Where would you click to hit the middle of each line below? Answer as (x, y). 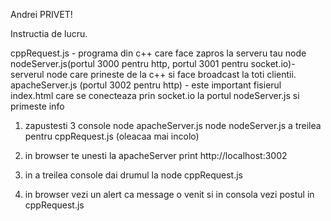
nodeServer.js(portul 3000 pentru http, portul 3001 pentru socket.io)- (153, 63)
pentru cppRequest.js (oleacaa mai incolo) (112, 136)
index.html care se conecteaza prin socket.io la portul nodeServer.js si (155, 95)
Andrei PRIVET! (41, 14)
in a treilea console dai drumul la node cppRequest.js (133, 175)
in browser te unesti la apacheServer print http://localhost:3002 (156, 155)
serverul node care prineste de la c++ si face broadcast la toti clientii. (153, 74)
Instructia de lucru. (49, 33)
